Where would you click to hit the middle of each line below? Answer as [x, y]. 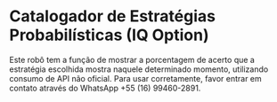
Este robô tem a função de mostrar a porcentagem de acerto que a [132, 59]
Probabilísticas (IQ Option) [109, 35]
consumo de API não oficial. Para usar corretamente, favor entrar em [136, 78]
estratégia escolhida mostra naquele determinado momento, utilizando [139, 69]
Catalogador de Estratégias [113, 16]
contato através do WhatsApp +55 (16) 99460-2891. [105, 88]
